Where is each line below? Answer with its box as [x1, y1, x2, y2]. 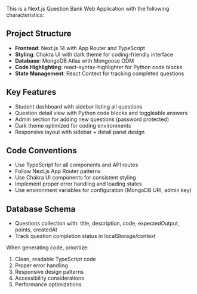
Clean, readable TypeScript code [14, 256, 97, 263]
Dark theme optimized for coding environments [14, 122, 131, 129]
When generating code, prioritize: [6, 244, 89, 251]
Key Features [6, 87, 57, 97]
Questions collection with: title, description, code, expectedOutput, [14, 220, 180, 227]
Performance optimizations [14, 281, 82, 288]
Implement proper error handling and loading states [14, 180, 142, 187]
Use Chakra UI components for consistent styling [14, 174, 136, 181]
